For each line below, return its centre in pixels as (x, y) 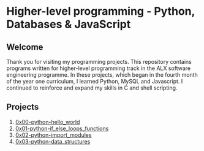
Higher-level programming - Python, (100, 11)
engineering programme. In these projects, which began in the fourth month (102, 75)
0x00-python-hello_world (47, 122)
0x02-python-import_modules (53, 135)
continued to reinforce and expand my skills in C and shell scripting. (92, 88)
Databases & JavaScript (69, 24)
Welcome (25, 47)
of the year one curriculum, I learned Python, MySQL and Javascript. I (95, 81)
